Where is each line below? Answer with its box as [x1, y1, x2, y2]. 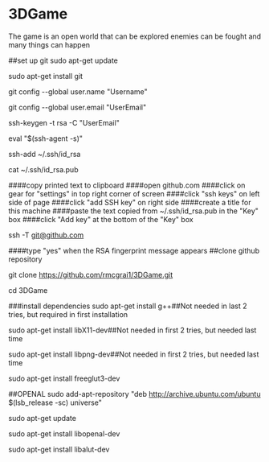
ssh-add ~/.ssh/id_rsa [8, 149, 81, 159]
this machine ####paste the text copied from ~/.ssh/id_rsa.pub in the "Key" [8, 206, 259, 216]
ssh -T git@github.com [8, 230, 84, 240]
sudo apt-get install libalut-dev [8, 444, 110, 454]
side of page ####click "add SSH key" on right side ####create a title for [8, 197, 251, 207]
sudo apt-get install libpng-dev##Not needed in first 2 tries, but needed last [8, 349, 259, 359]
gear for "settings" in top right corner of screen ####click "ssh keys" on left [8, 188, 260, 198]
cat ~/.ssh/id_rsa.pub [8, 164, 79, 174]
